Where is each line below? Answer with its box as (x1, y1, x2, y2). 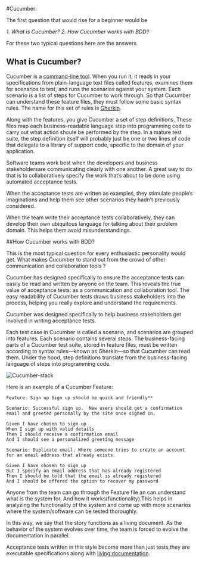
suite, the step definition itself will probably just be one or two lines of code (6, 135, 191, 142)
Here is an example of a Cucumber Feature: (6, 383, 113, 390)
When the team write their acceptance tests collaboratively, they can (6, 214, 175, 221)
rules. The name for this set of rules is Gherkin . (6, 104, 122, 111)
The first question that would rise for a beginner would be (6, 17, 148, 23)
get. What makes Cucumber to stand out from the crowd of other (6, 256, 166, 263)
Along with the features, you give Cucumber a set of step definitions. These (6, 116, 192, 123)
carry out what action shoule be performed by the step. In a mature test (6, 128, 182, 136)
